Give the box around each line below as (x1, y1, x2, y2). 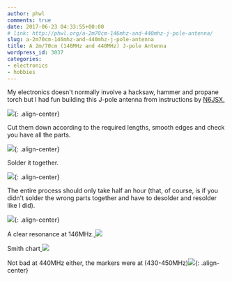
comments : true (7, 17, 52, 24)
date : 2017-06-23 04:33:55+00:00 (7, 23, 105, 30)
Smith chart (7, 244, 40, 252)
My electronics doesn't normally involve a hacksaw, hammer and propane (7, 88, 219, 96)
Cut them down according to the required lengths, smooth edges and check (7, 123, 225, 131)
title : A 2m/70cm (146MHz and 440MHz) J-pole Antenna (7, 43, 167, 50)
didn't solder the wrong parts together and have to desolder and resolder (7, 193, 217, 202)
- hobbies (7, 68, 36, 75)
